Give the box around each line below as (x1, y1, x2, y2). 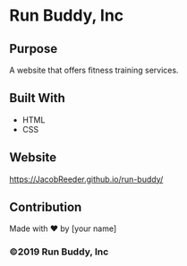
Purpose (9, 41, 58, 56)
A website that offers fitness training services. (9, 64, 179, 75)
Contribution (9, 200, 82, 215)
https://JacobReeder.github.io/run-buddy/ (9, 174, 164, 184)
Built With (9, 90, 65, 106)
